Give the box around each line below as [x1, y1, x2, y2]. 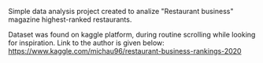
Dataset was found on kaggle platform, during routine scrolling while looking [8, 30, 256, 39]
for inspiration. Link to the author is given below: [8, 38, 165, 47]
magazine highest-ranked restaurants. [8, 15, 132, 24]
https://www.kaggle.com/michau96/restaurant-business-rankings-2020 [8, 47, 242, 55]
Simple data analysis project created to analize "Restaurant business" [8, 7, 234, 16]
